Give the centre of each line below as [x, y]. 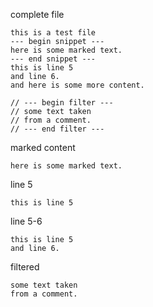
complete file [37, 14]
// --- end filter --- [57, 129]
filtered [25, 267]
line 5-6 [26, 221]
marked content [43, 147]
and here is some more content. [77, 85]
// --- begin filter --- [62, 103]
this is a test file [53, 33]
